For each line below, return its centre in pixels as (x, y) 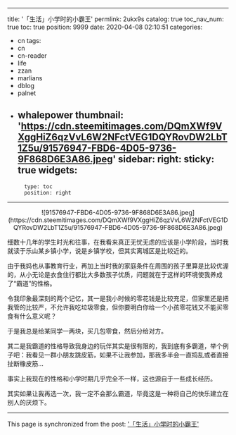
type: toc (38, 186)
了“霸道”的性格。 (32, 283)
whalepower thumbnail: (71, 115)
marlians (30, 78)
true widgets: (47, 170)
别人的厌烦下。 (29, 402)
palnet (27, 93)
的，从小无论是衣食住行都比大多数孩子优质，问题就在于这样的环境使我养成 (115, 274)
